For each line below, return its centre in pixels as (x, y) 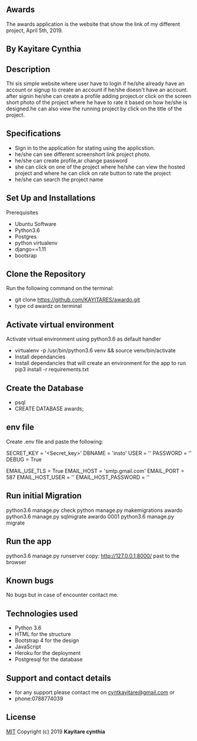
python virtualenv (36, 243)
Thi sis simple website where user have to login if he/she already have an (95, 84)
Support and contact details (59, 678)
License (21, 717)
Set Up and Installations (51, 198)
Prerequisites (22, 212)
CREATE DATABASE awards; (49, 409)
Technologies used (42, 613)
